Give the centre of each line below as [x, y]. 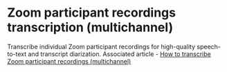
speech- [209, 46]
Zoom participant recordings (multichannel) [69, 61]
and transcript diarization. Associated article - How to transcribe [119, 54]
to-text [17, 54]
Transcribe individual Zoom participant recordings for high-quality [101, 46]
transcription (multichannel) [90, 27]
